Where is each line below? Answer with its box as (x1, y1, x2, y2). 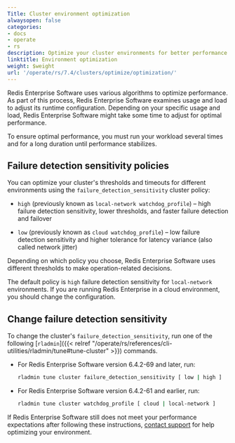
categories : (7, 23, 42, 30)
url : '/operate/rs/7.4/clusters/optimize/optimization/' (7, 69, 177, 76)
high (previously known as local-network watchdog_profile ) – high (17, 200, 211, 208)
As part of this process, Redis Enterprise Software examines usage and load (7, 96, 227, 104)
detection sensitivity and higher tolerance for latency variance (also (17, 236, 213, 244)
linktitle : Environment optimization (7, 56, 118, 63)
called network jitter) (17, 243, 78, 252)
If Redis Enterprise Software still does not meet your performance (7, 413, 197, 421)
